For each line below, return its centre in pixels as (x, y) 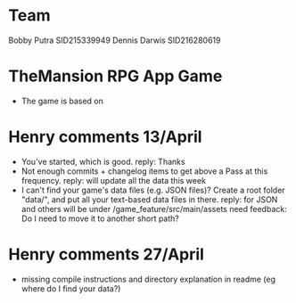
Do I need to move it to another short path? (100, 218)
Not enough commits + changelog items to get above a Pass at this (144, 171)
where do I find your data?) (71, 288)
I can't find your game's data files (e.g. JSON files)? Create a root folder (153, 190)
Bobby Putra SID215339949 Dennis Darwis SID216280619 (115, 40)
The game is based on (62, 101)
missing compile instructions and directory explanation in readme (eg (148, 279)
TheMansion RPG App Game (115, 76)
